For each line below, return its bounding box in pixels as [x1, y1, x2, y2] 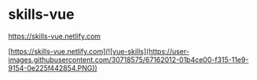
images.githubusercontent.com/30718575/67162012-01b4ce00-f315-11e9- [8, 55, 249, 64]
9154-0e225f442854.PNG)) [8, 63, 98, 72]
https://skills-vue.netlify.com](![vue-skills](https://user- [10, 46, 190, 56]
